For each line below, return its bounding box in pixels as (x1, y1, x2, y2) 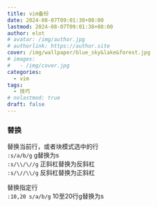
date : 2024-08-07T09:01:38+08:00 (7, 17, 104, 24)
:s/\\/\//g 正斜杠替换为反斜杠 (7, 160, 95, 168)
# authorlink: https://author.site (7, 43, 110, 49)
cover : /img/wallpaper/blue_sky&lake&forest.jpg (7, 49, 151, 56)
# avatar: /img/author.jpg (7, 36, 85, 43)
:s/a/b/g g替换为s (7, 151, 60, 160)
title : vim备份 (7, 10, 49, 17)
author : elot (7, 29, 45, 37)
